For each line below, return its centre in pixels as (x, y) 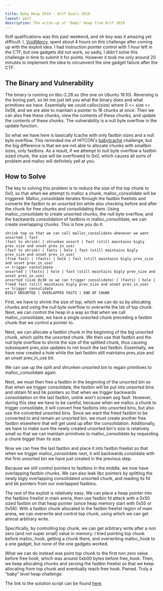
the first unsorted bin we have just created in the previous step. (69, 459)
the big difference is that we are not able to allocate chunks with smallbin (78, 146)
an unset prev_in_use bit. (30, 358)
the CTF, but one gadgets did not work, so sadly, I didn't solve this (71, 52)
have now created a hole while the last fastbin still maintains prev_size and (80, 353)
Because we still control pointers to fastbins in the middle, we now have (77, 468)
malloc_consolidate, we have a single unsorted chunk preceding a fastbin (79, 317)
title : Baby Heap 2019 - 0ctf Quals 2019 (48, 14)
